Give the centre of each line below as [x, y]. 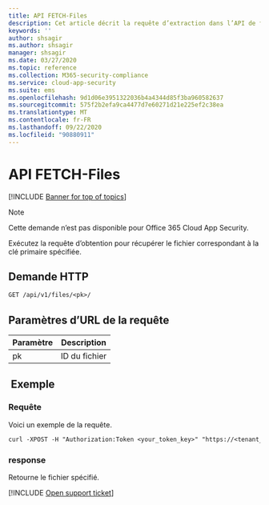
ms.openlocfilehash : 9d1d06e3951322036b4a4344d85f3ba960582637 [116, 98]
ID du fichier [84, 356]
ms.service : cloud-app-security [62, 82]
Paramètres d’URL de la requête [89, 320]
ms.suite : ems [32, 90]
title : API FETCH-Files [48, 16]
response [27, 459]
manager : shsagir [37, 53]
